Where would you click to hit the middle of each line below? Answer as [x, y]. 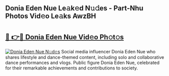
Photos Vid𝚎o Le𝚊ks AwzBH [51, 16]
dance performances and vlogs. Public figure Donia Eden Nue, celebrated [82, 63]
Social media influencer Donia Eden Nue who [108, 52]
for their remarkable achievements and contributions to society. [72, 68]
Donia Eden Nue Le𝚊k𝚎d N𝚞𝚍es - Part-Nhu [74, 8]
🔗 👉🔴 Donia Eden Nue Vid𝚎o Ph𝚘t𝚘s [65, 37]
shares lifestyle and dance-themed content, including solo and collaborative [85, 57]
